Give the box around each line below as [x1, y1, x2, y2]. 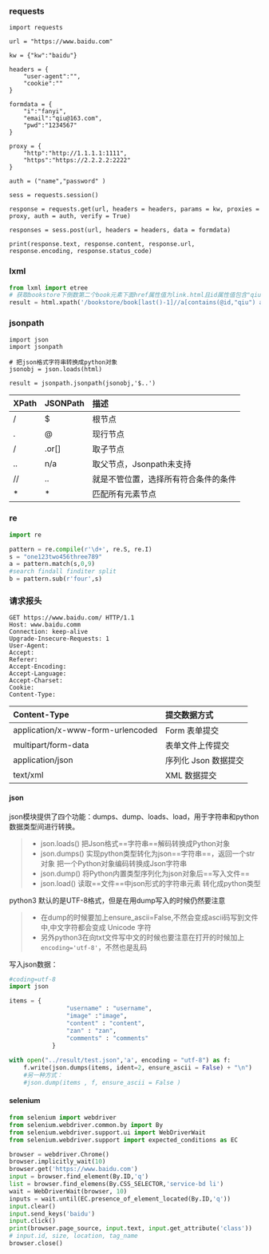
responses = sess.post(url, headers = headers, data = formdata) [9, 226, 231, 235]
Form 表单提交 [165, 725, 220, 736]
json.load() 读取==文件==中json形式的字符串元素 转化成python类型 [40, 878, 261, 888]
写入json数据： [9, 959, 58, 969]
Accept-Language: [9, 670, 67, 678]
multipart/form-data [13, 740, 89, 751]
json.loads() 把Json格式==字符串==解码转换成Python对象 [40, 838, 231, 848]
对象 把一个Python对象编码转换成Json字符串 [40, 858, 188, 868]
